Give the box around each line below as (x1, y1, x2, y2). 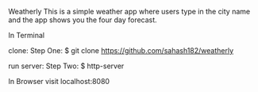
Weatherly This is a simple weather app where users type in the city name (8, 7, 251, 16)
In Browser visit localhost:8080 (8, 77, 110, 86)
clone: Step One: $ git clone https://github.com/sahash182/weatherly (8, 46, 234, 55)
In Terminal (8, 31, 45, 40)
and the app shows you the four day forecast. (8, 15, 157, 25)
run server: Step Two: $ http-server (8, 61, 125, 71)
